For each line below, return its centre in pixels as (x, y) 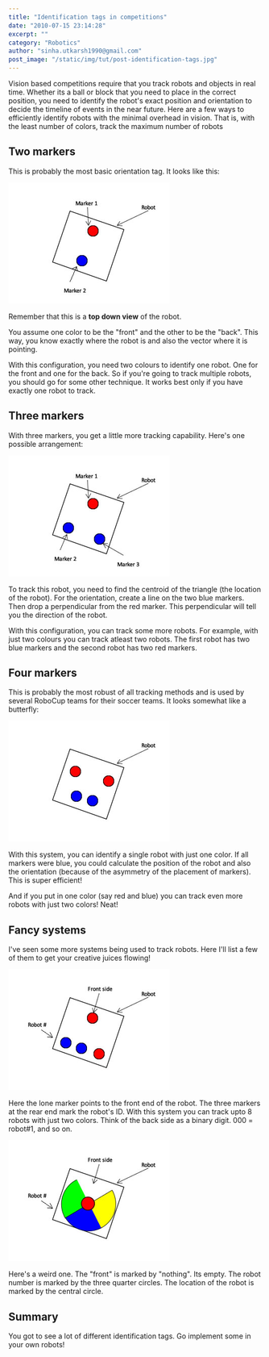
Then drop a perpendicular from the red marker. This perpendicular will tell (132, 606)
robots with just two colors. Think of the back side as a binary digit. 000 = (131, 1121)
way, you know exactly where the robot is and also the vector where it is (128, 340)
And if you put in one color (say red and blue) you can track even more (126, 896)
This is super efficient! (46, 880)
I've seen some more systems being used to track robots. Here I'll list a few (133, 950)
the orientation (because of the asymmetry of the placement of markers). (130, 872)
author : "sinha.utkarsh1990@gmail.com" (75, 51)
